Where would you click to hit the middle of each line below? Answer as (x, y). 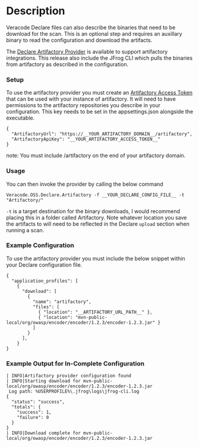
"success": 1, (34, 412)
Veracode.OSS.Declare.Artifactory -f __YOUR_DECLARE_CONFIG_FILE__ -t (95, 195)
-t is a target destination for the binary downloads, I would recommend (93, 211)
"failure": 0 (33, 418)
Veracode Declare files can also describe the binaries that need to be (91, 27)
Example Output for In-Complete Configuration (75, 363)
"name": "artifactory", (62, 302)
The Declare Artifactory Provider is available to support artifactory (87, 51)
